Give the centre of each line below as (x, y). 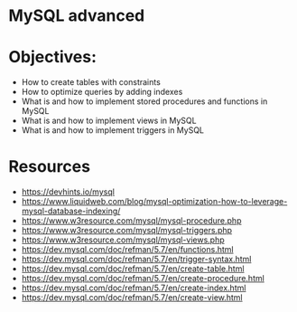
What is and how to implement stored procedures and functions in (144, 101)
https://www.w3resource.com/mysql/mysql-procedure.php (131, 221)
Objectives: (52, 57)
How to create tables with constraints (91, 82)
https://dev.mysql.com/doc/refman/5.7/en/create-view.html (132, 298)
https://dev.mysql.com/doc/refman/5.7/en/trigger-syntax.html (136, 260)
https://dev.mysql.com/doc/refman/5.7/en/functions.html (127, 250)
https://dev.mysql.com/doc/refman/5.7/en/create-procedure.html (143, 279)
